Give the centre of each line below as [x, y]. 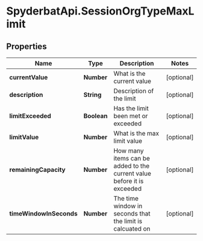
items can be [132, 158]
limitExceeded [30, 116]
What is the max [136, 133]
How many [128, 151]
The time [126, 198]
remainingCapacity [37, 170]
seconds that [132, 213]
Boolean [95, 116]
